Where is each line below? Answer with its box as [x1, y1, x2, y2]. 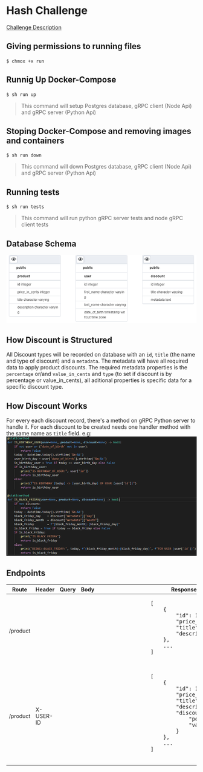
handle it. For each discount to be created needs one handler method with [6, 423, 191, 431]
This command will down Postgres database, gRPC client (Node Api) [21, 163, 192, 170]
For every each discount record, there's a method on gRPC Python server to [6, 417, 196, 425]
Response [171, 586, 198, 593]
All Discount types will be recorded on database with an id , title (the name [6, 351, 195, 358]
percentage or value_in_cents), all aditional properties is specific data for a [6, 377, 192, 384]
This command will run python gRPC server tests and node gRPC [21, 215, 183, 222]
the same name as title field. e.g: [6, 430, 92, 437]
